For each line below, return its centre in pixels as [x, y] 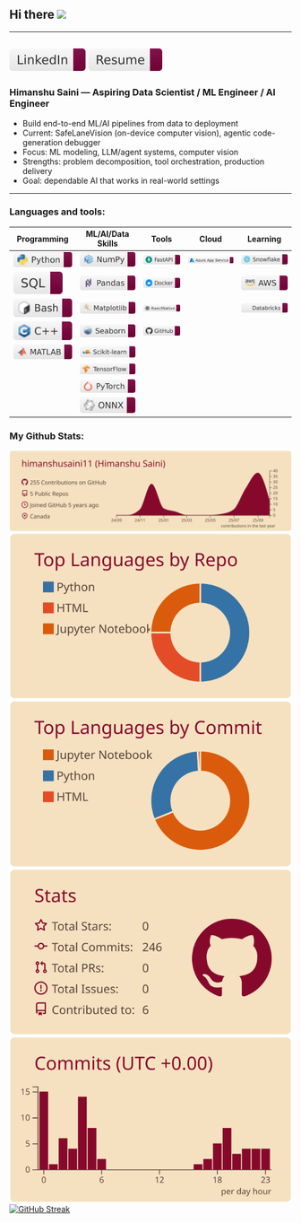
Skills [107, 244]
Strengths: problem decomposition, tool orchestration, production [143, 162]
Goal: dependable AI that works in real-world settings [120, 180]
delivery [37, 170]
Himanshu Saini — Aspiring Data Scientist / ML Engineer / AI [142, 92]
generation [42, 142]
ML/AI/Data [107, 234]
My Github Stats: [47, 436]
